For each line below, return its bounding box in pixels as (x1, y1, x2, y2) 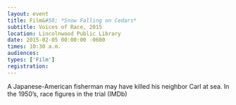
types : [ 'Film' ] (7, 56, 55, 63)
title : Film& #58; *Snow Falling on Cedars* (7, 17, 137, 24)
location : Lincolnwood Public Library (7, 30, 121, 37)
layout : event (7, 10, 49, 18)
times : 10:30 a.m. (7, 43, 61, 50)
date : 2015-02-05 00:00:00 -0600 (7, 37, 106, 44)
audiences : (7, 50, 39, 57)
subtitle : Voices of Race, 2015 (7, 23, 102, 30)
